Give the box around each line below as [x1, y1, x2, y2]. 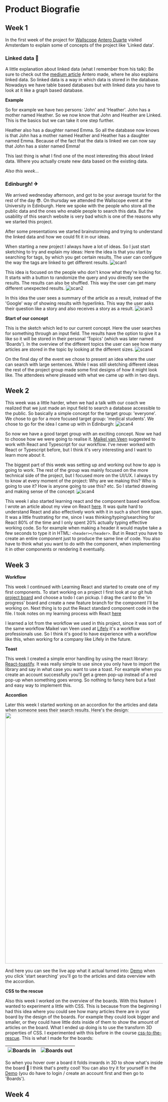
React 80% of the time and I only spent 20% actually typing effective [5, 519, 147, 525]
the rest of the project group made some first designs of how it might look [5, 366, 157, 372]
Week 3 [5, 561, 29, 569]
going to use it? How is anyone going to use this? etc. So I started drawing [5, 483, 158, 489]
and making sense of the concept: [5, 488, 76, 495]
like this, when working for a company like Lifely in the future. [5, 636, 132, 642]
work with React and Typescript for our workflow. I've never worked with [5, 442, 155, 448]
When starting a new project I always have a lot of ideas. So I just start [5, 243, 150, 249]
